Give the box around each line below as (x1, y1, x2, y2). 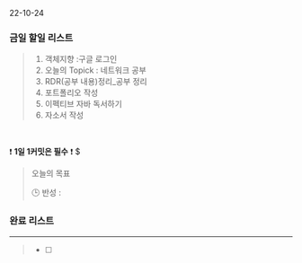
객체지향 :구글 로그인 (44, 54, 118, 65)
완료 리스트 (9, 215, 55, 227)
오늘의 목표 (31, 168, 71, 179)
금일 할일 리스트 (9, 31, 74, 44)
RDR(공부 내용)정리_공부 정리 (44, 76, 147, 87)
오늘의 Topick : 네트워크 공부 (44, 65, 147, 75)
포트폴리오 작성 (44, 87, 99, 98)
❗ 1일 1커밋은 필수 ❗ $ (9, 146, 81, 157)
